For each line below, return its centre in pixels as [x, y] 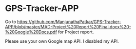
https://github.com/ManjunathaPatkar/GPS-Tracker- [69, 22]
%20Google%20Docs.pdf [31, 32]
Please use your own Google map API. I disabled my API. [62, 41]
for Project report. [76, 32]
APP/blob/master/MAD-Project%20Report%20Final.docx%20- [68, 26]
